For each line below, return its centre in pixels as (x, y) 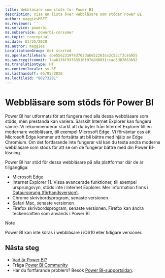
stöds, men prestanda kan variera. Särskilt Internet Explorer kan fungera (78, 121)
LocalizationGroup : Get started (38, 51)
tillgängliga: (17, 167)
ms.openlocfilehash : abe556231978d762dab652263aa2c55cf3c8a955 (71, 55)
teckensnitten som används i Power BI (51, 213)
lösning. (13, 152)
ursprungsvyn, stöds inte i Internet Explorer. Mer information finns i (80, 187)
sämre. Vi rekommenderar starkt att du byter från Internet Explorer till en (78, 126)
